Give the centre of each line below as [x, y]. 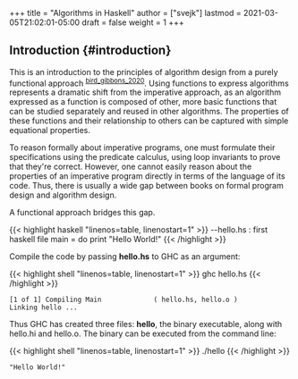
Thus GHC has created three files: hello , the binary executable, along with [146, 324]
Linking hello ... [43, 307]
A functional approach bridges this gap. [82, 213]
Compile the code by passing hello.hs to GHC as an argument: [125, 257]
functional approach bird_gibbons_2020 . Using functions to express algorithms [149, 82]
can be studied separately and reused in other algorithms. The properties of [149, 112]
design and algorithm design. [63, 195]
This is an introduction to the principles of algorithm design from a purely [144, 72]
